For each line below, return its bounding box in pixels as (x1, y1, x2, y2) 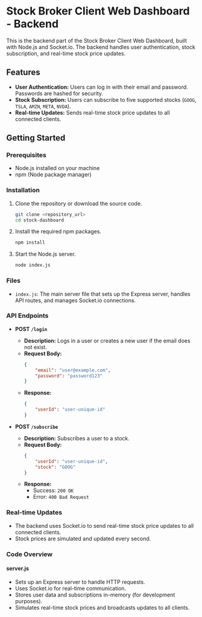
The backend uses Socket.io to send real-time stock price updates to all (14, 522, 194, 529)
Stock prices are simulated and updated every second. (14, 535, 151, 542)
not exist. (24, 343, 47, 350)
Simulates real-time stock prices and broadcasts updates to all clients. (14, 604, 190, 611)
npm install (14, 239, 45, 245)
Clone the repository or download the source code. (14, 200, 142, 207)
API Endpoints (6, 312, 49, 320)
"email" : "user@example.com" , (35, 367, 111, 373)
